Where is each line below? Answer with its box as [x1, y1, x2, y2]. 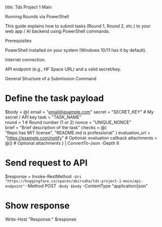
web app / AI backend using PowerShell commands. [5, 28, 110, 34]
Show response [5, 200, 70, 211]
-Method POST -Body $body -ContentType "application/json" [26, 183, 148, 189]
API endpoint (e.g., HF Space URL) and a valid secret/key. [5, 66, 121, 72]
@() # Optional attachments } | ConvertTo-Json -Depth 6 [5, 140, 119, 146]
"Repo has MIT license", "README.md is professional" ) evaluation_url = [5, 130, 151, 136]
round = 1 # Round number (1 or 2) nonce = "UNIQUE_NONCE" [5, 119, 131, 125]
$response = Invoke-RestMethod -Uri [5, 173, 82, 179]
